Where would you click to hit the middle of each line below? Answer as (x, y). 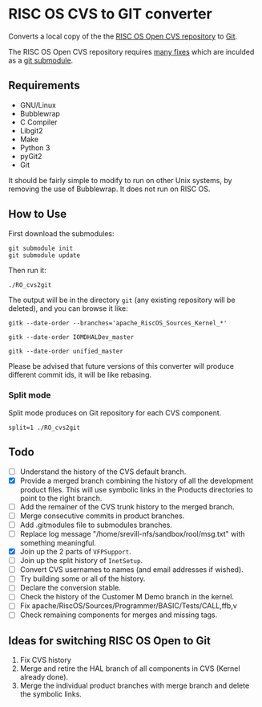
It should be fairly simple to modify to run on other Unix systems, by (120, 180)
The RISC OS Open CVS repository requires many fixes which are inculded (131, 51)
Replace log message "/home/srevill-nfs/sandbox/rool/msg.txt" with (133, 533)
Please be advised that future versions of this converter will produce (121, 366)
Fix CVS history (46, 660)
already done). (44, 677)
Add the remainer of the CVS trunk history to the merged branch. (127, 506)
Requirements (44, 86)
